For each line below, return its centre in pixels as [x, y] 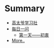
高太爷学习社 [24, 23]
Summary [25, 9]
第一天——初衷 [34, 35]
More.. [18, 40]
